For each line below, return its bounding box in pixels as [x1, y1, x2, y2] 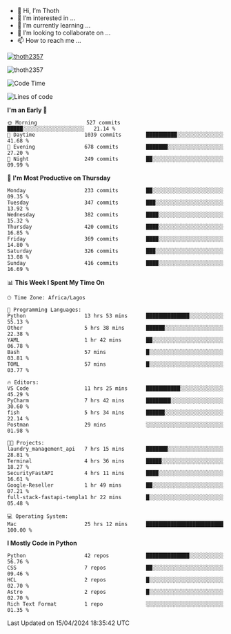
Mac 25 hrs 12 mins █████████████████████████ [7, 521, 224, 528]
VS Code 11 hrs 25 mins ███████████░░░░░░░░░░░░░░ [7, 385, 224, 392]
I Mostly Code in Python [7, 539, 77, 547]
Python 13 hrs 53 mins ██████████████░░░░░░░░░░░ [7, 313, 224, 319]
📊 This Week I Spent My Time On [7, 279, 105, 286]
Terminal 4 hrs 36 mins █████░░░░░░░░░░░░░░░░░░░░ [7, 458, 224, 465]
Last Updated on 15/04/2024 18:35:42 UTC [7, 619, 130, 627]
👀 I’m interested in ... [17, 14, 76, 22]
